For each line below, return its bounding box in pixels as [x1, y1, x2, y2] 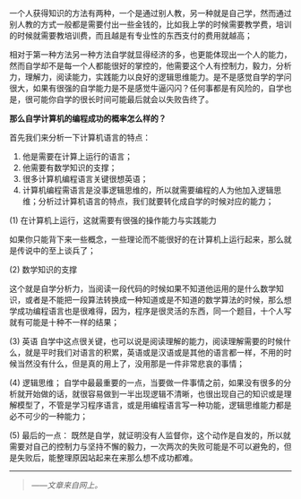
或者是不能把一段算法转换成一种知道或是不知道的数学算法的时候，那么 [24, 295, 284, 305]
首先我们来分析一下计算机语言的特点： [9, 133, 150, 142]
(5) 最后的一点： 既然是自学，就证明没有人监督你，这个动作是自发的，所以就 [9, 430, 291, 441]
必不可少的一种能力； [9, 411, 88, 421]
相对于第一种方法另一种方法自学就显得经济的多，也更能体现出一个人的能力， [9, 49, 292, 60]
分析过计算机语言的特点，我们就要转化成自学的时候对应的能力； [38, 196, 274, 206]
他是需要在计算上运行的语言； [21, 151, 133, 161]
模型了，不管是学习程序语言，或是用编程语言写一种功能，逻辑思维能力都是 [16, 400, 292, 410]
